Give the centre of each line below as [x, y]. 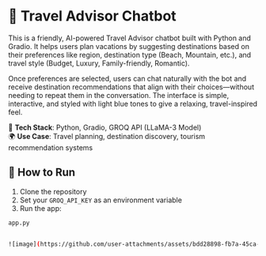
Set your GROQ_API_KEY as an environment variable [101, 200]
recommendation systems [51, 147]
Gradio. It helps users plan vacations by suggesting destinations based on [129, 46]
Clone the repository [53, 191]
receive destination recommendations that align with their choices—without [131, 87]
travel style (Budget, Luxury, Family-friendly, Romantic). [99, 63]
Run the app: [40, 208]
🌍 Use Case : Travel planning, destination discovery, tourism [107, 136]
